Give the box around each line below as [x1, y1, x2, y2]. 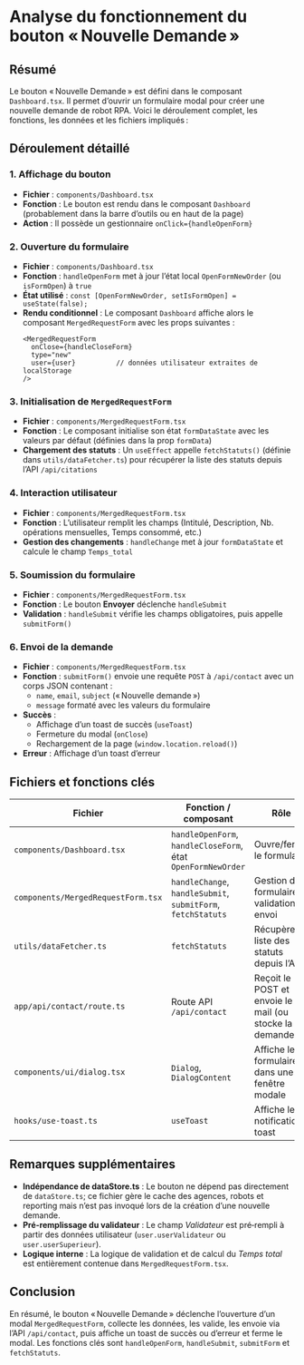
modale [253, 1088, 287, 1101]
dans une [253, 1066, 294, 1078]
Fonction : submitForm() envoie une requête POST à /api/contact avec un [22, 671, 294, 682]
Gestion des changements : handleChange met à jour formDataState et [22, 536, 283, 547]
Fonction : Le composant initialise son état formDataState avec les [22, 425, 270, 436]
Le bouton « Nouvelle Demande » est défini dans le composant [9, 86, 242, 96]
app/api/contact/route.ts [14, 1000, 126, 1011]
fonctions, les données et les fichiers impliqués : [9, 115, 189, 125]
